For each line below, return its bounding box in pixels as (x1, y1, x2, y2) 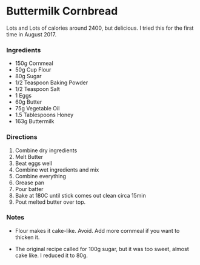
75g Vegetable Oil (15, 105, 60, 112)
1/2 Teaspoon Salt (15, 86, 61, 93)
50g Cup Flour (15, 66, 52, 73)
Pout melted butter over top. (15, 198, 86, 206)
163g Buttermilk (15, 118, 55, 125)
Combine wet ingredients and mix (15, 166, 99, 173)
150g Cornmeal (15, 59, 53, 67)
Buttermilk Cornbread (6, 4, 118, 18)
